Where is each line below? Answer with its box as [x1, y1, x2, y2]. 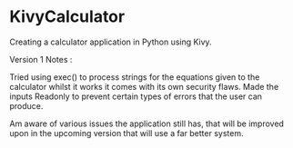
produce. [9, 100, 44, 111]
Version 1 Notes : [9, 54, 73, 64]
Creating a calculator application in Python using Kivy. [9, 36, 212, 47]
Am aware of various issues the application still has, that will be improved [9, 118, 285, 129]
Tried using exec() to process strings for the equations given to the [9, 71, 260, 83]
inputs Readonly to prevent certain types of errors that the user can [9, 91, 262, 102]
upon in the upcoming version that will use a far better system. [9, 127, 244, 138]
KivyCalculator [9, 6, 126, 27]
